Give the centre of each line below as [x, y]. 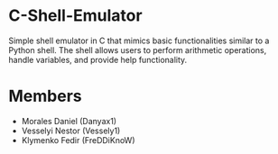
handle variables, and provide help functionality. [98, 59]
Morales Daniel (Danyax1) [69, 121]
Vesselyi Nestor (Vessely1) [71, 131]
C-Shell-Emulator [75, 16]
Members [45, 96]
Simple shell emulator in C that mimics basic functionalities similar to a [139, 41]
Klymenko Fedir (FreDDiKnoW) [78, 140]
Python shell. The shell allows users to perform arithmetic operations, [138, 50]
